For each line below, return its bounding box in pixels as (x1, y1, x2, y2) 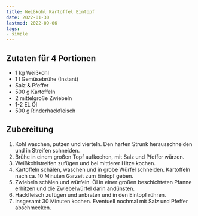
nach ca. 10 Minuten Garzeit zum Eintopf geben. (14, 172, 133, 180)
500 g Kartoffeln (14, 88, 56, 95)
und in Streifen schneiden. (14, 147, 80, 154)
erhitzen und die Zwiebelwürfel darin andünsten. (14, 185, 135, 192)
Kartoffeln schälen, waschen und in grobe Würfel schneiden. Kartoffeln (14, 166, 190, 173)
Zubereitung (6, 124, 54, 135)
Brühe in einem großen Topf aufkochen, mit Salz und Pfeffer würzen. (14, 153, 185, 160)
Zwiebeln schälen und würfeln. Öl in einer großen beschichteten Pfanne (14, 178, 192, 185)
